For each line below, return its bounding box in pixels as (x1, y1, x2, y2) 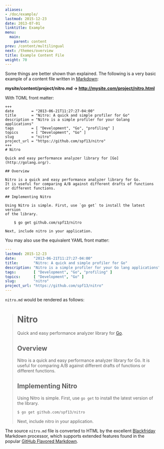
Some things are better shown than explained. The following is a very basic (5, 71, 156, 76)
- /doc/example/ (5, 12, 38, 17)
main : (9, 35, 21, 40)
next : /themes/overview (5, 48, 54, 53)
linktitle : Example (5, 25, 45, 30)
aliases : (5, 7, 23, 12)
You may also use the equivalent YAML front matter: (5, 237, 110, 243)
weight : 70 (5, 57, 27, 62)
